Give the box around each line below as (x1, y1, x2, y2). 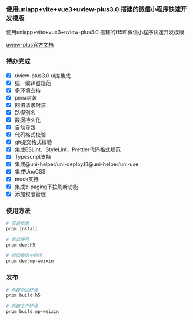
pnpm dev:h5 (6, 242, 35, 248)
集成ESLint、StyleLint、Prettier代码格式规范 (14, 146, 121, 153)
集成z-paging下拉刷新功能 (14, 183, 78, 190)
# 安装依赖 (6, 220, 29, 226)
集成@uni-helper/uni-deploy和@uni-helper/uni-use (14, 161, 139, 168)
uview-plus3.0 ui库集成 (14, 72, 71, 79)
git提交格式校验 (14, 139, 52, 146)
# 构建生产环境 (6, 303, 38, 309)
